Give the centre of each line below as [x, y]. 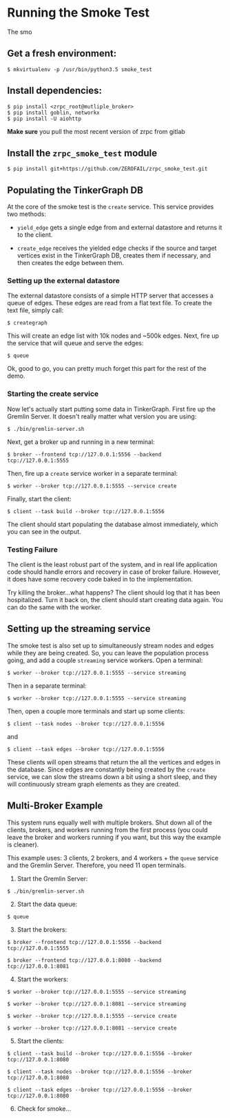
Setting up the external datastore [64, 281]
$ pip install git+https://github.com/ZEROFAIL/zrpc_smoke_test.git [107, 169]
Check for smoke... [44, 1108]
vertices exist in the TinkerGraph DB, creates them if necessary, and [114, 256]
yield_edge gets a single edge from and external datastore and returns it [119, 228]
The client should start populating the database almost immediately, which [113, 524]
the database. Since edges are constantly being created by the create [106, 769]
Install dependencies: [54, 91]
